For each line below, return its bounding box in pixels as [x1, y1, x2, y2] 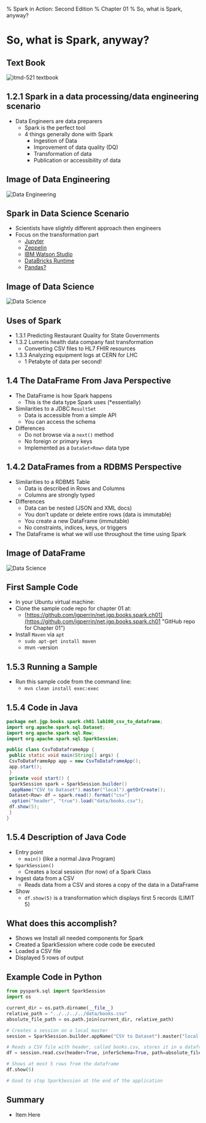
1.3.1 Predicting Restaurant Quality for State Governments [15, 332, 160, 339]
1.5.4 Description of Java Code [6, 832, 127, 843]
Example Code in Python [6, 972, 102, 982]
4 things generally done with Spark [24, 130, 113, 137]
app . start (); [9, 764, 43, 770]
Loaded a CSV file [15, 948, 61, 955]
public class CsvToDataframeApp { [6, 746, 95, 753]
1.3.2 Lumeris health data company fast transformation [15, 339, 154, 346]
